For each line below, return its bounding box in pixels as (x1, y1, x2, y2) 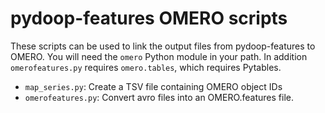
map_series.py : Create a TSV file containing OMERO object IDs (24, 80, 283, 92)
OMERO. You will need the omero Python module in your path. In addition (10, 50, 308, 62)
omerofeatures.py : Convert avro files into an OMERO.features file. (24, 91, 294, 103)
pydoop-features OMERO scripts (10, 7, 288, 30)
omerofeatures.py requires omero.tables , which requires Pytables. (10, 61, 282, 73)
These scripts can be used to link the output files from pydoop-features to (10, 40, 316, 52)
